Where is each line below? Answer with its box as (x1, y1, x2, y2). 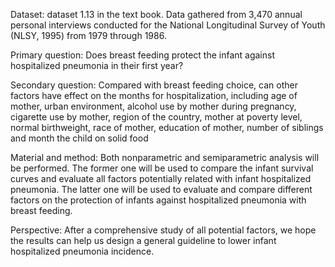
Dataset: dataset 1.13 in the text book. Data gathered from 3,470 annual (10, 9, 303, 20)
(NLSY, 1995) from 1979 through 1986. (10, 30, 167, 41)
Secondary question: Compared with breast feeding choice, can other (10, 79, 298, 91)
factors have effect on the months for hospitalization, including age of (10, 90, 298, 101)
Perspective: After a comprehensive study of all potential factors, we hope (10, 224, 317, 236)
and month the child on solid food (10, 132, 149, 144)
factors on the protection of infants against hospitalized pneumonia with (10, 194, 307, 206)
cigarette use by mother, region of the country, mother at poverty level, (10, 111, 303, 123)
